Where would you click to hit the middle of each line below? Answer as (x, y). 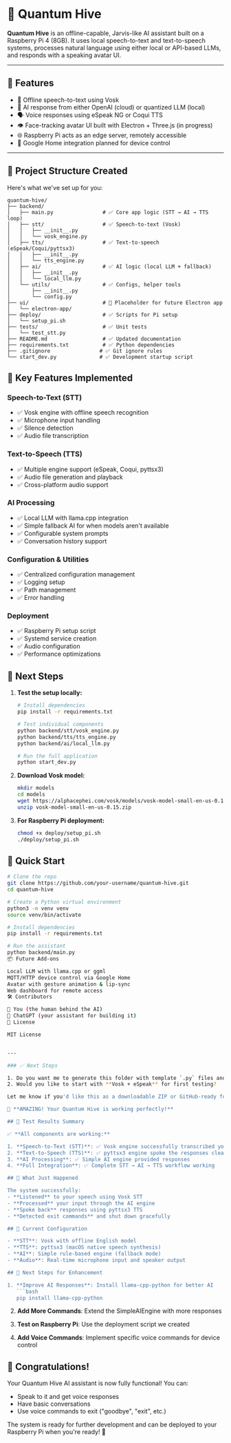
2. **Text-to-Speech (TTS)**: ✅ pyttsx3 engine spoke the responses (108, 1153)
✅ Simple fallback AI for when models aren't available (93, 526)
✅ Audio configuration (48, 646)
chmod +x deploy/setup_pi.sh (59, 833)
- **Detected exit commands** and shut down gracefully (89, 1216)
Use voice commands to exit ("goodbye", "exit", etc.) (91, 1411)
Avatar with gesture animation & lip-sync (69, 984)
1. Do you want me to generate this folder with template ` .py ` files (110, 1078)
